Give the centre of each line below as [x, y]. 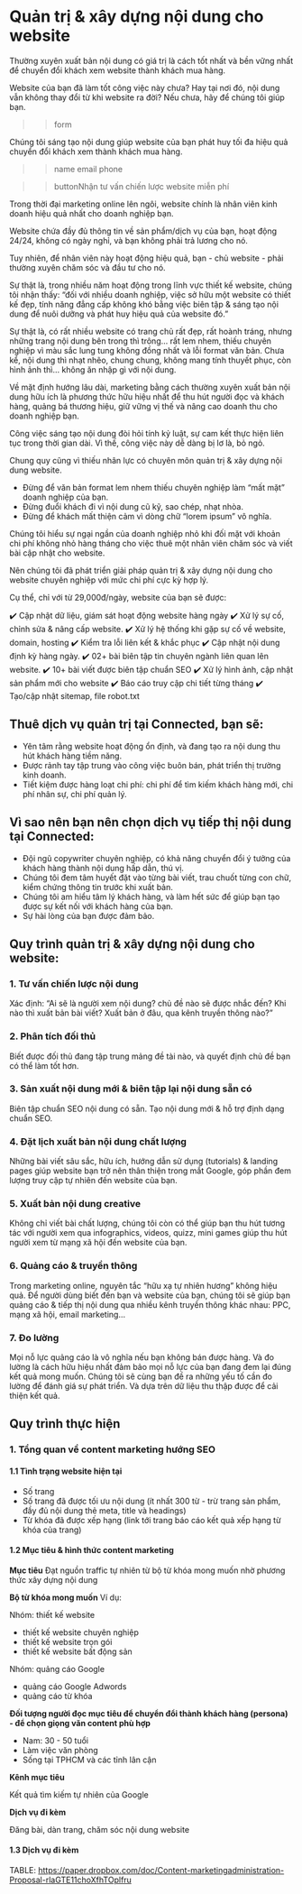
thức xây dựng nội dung [54, 1579]
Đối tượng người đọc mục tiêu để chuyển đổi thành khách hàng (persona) [149, 1713]
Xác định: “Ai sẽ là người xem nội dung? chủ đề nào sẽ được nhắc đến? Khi [148, 1004]
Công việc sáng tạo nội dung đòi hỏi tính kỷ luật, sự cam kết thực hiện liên [146, 433]
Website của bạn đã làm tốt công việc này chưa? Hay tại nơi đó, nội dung [145, 87]
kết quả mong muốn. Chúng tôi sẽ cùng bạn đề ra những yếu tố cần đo [141, 1376]
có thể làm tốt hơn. [44, 1065]
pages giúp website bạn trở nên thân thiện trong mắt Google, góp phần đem [150, 1171]
